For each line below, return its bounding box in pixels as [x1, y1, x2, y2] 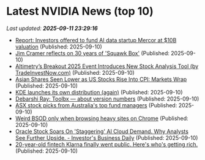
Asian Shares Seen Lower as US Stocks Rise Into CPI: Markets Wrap [15, 75, 187, 83]
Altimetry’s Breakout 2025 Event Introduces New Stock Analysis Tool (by [15, 63, 199, 70]
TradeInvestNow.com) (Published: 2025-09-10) [15, 69, 135, 76]
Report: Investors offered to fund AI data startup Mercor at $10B [15, 36, 177, 44]
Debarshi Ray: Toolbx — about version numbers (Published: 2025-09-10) [15, 95, 199, 102]
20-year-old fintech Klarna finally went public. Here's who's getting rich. [15, 140, 198, 148]
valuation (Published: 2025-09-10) [15, 43, 102, 50]
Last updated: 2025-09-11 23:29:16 [6, 25, 98, 32]
